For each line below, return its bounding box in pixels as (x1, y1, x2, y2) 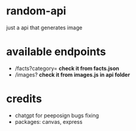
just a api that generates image (6, 24, 83, 31)
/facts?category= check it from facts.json (14, 65, 120, 72)
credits (6, 92, 42, 106)
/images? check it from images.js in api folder (14, 71, 131, 78)
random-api (6, 4, 67, 18)
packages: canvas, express (14, 118, 83, 125)
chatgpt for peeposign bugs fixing (14, 112, 99, 119)
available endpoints (6, 45, 106, 59)
